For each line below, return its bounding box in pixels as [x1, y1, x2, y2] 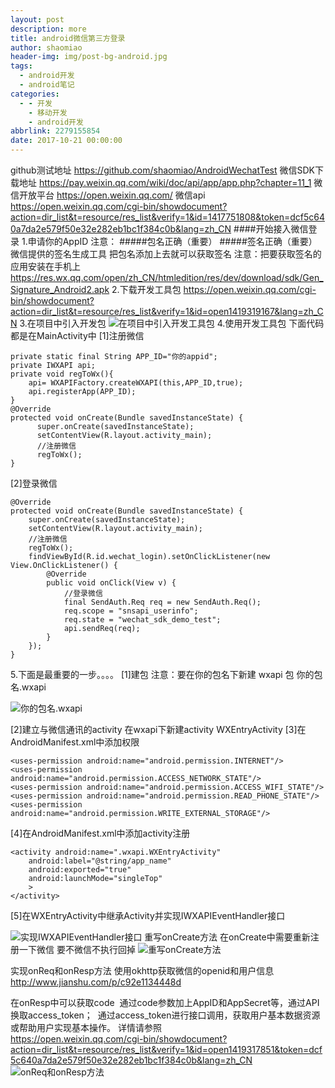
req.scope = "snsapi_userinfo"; [63, 606, 199, 616]
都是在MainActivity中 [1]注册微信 [10, 330, 145, 341]
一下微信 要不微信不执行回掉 [18, 944, 136, 955]
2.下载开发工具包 [111, 284, 182, 295]
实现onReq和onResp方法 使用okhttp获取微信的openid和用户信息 [10, 965, 275, 976]
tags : [10, 61, 33, 71]
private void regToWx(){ [10, 369, 114, 379]
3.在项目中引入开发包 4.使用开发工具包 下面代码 [19, 317, 325, 329]
